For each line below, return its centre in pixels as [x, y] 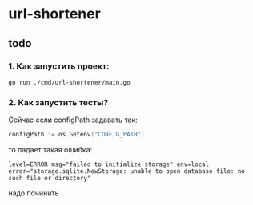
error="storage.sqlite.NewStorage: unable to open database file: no [127, 171]
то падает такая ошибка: [50, 150]
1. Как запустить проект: [59, 66]
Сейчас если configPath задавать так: [73, 120]
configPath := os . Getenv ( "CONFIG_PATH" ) [77, 135]
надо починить [34, 193]
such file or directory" [50, 179]
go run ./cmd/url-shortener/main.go [69, 82]
